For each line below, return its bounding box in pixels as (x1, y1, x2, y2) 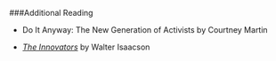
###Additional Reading (9, 8, 93, 18)
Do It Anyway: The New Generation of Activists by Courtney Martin (21, 25, 269, 34)
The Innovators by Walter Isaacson (21, 42, 150, 52)
